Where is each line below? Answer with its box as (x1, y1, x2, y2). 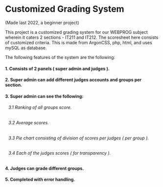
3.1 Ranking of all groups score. (8, 105, 72, 110)
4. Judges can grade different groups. (5, 165, 84, 171)
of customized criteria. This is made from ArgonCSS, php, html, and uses (5, 39, 153, 45)
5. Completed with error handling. (5, 177, 75, 183)
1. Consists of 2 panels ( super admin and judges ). (5, 65, 110, 72)
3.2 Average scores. (8, 119, 49, 126)
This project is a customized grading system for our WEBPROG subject (5, 29, 148, 35)
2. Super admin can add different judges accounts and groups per (5, 77, 142, 83)
